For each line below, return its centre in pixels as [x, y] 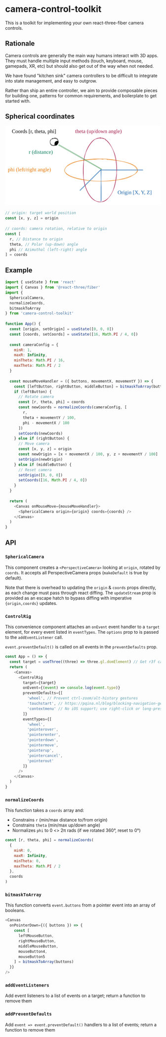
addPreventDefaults [28, 1014]
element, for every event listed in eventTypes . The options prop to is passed [82, 632]
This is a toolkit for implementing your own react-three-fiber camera [75, 23]
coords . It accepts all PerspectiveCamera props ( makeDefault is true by [77, 572]
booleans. [15, 910]
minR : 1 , [23, 350]
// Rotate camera [36, 397]
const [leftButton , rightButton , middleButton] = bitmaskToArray [83, 387]
